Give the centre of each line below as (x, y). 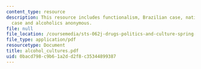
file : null (20, 28)
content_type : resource (36, 12)
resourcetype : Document (36, 46)
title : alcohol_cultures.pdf (42, 51)
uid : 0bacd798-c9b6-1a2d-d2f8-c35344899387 (61, 56)
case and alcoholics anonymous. (52, 23)
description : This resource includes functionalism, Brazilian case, (95, 17)
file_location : (25, 34)
